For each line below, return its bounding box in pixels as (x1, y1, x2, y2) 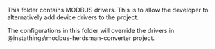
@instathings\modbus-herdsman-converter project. (7, 34, 155, 42)
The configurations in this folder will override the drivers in (7, 27, 175, 35)
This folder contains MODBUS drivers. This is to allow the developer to (7, 6, 209, 14)
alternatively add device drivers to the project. (7, 13, 139, 21)
